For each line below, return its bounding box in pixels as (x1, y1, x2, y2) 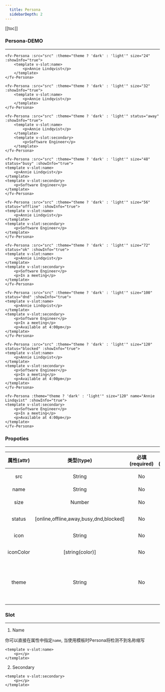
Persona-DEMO (5, 37, 43, 44)
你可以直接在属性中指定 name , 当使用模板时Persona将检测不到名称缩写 (5, 637, 145, 643)
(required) (129, 461, 154, 468)
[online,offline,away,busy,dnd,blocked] (34, 515, 125, 522)
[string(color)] (63, 549, 97, 556)
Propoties (5, 435, 29, 442)
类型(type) (67, 457, 92, 464)
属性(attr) (7, 457, 30, 464)
